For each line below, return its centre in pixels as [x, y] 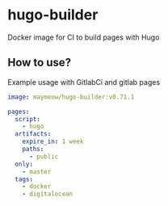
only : [24, 164]
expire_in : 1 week [53, 142]
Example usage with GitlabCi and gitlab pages [84, 82]
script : [28, 119]
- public [44, 156]
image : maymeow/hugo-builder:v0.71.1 [71, 97]
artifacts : [33, 134]
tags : [24, 179]
